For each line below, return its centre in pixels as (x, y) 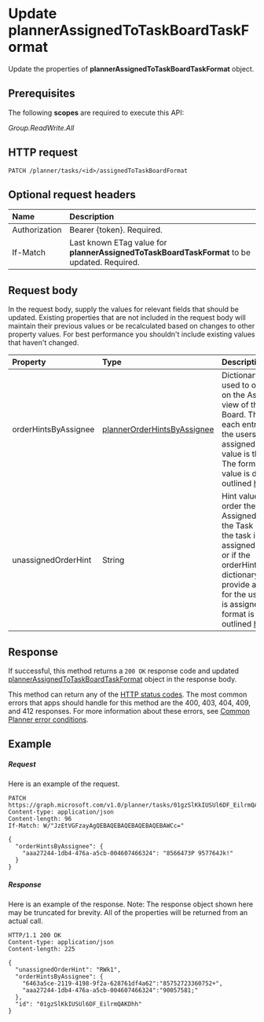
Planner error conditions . (48, 719)
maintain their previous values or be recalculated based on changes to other (132, 326)
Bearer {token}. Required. (116, 230)
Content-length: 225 (42, 949)
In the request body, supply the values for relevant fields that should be (124, 309)
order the (238, 506)
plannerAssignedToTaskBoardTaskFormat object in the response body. (123, 679)
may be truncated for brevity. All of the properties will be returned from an (128, 913)
